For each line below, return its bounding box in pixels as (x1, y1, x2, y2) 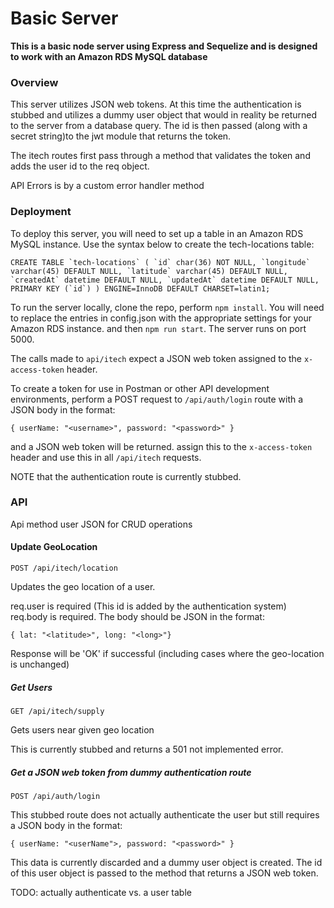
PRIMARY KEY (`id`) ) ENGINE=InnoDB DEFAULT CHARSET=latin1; (10, 283, 271, 294)
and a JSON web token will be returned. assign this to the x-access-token (10, 440, 313, 452)
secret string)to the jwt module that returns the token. (10, 130, 232, 142)
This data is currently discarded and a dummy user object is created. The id (10, 856, 323, 868)
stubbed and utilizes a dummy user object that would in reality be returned (10, 109, 318, 121)
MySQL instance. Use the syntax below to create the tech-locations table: (10, 238, 315, 250)
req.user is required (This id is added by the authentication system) (10, 600, 287, 612)
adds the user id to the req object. (10, 160, 150, 172)
